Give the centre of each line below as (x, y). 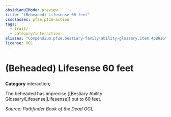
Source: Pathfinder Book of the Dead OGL (49, 109)
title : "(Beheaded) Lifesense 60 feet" (48, 15)
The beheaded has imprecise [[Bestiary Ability (54, 93)
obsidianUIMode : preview (32, 10)
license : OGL (19, 43)
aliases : (15, 39)
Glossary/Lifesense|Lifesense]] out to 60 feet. (53, 99)
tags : (11, 24)
